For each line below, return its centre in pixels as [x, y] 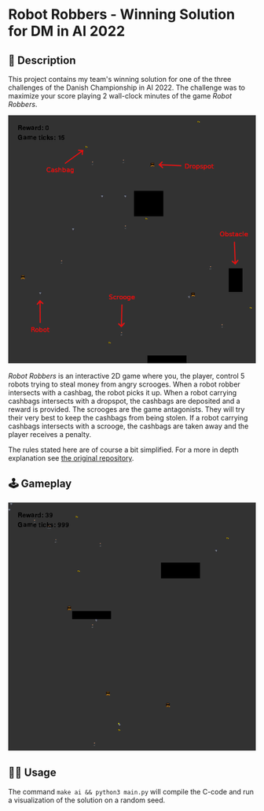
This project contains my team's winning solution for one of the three [120, 79]
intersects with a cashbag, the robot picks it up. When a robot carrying [123, 393]
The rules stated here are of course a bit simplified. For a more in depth [124, 450]
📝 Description [42, 60]
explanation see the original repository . [71, 458]
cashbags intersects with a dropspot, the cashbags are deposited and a [125, 401]
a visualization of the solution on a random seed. [87, 800]
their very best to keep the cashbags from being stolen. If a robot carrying [128, 418]
